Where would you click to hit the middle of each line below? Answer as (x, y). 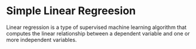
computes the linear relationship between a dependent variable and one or (98, 33)
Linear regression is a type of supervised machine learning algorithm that (97, 27)
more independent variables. (42, 40)
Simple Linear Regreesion (71, 11)
